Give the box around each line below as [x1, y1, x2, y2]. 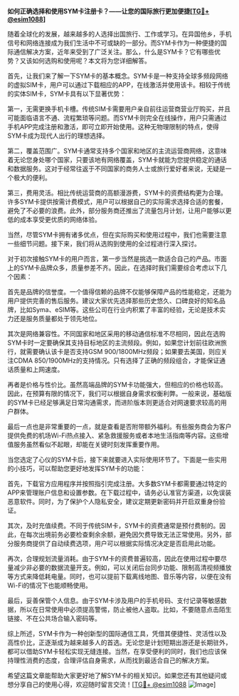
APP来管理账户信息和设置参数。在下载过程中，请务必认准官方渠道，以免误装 [7, 488, 232, 497]
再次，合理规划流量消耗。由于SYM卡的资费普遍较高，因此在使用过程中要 [7, 555, 221, 563]
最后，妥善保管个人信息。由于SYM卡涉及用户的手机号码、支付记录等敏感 [7, 596, 221, 605]
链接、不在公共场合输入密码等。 [7, 614, 101, 622]
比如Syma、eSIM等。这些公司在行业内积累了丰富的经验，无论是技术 [19, 306, 220, 313]
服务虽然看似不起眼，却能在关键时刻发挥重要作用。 [13, 440, 164, 448]
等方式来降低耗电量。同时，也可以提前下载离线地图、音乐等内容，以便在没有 [7, 573, 232, 580]
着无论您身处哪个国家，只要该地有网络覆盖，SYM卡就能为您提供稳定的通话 [7, 156, 228, 163]
